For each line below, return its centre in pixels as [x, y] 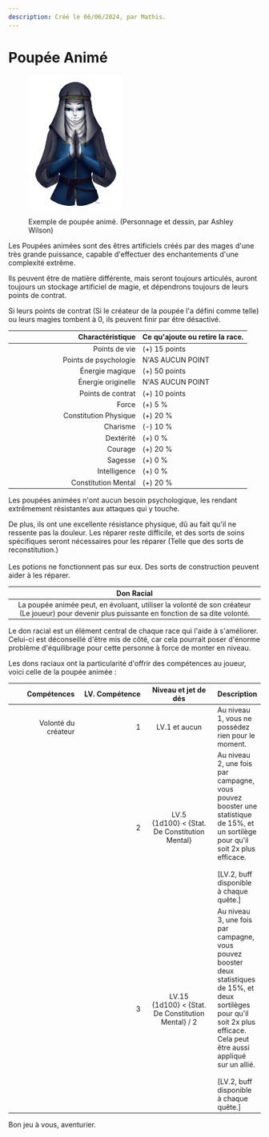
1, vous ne [235, 719]
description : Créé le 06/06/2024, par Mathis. [87, 17]
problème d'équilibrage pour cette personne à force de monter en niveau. [130, 648]
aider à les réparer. [39, 575]
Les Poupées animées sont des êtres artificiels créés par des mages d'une [131, 245]
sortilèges [234, 1005]
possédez [234, 727]
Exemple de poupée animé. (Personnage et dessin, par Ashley [131, 221]
